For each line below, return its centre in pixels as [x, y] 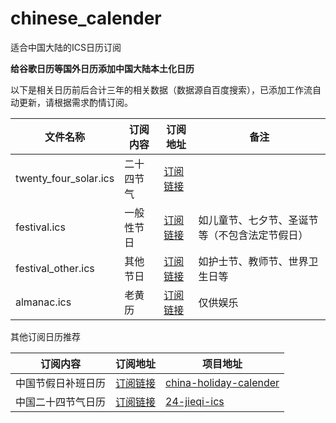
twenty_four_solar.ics [65, 178]
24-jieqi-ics [195, 401]
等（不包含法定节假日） [253, 235]
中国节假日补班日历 [61, 383]
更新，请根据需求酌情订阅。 [75, 102]
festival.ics [40, 227]
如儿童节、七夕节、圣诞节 [258, 220]
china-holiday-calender [222, 382]
